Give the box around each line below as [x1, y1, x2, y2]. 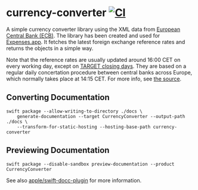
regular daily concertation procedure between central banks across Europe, [6, 68, 193, 76]
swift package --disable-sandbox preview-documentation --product [6, 161, 175, 167]
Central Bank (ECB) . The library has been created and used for [6, 32, 160, 39]
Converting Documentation [6, 92, 110, 102]
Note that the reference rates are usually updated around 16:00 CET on [6, 56, 181, 63]
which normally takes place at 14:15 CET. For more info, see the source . [6, 75, 182, 82]
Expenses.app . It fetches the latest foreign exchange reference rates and [6, 38, 185, 45]
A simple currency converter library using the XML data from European [6, 26, 181, 33]
